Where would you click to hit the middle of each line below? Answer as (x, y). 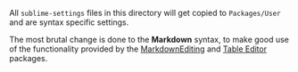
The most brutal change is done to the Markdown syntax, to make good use (149, 40)
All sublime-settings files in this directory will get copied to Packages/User (145, 13)
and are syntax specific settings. (69, 22)
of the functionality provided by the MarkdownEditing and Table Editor (138, 49)
